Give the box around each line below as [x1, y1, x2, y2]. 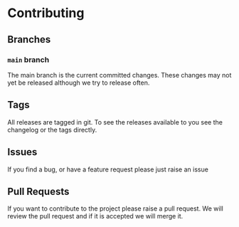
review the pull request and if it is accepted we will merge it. [7, 212, 184, 221]
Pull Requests [7, 185, 70, 197]
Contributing [7, 5, 85, 21]
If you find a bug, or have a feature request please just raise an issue [7, 165, 208, 174]
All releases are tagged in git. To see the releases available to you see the [7, 117, 223, 126]
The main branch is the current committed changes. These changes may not [7, 70, 232, 79]
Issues [7, 146, 38, 158]
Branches [7, 33, 51, 46]
